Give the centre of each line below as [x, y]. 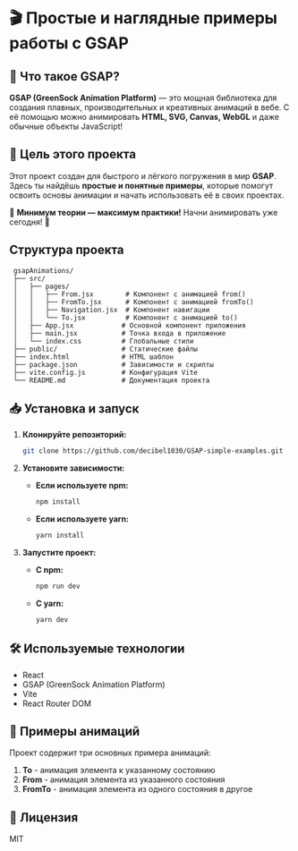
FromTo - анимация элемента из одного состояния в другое [137, 789]
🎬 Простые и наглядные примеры [143, 18]
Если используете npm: [82, 486]
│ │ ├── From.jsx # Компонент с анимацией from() [129, 294]
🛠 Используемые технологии [97, 649]
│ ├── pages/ [41, 286]
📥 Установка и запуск [74, 409]
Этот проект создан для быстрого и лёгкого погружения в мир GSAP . [143, 175]
